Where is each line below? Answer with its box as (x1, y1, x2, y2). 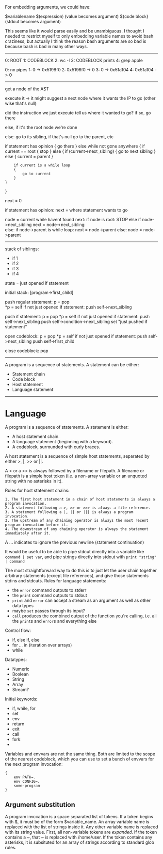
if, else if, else (12, 637, 40, 643)
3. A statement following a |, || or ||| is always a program (5, 509, 133, 515)
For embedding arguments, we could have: (5, 4, 91, 10)
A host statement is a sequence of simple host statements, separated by (5, 453, 150, 459)
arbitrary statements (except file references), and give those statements (5, 572, 149, 579)
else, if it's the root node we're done (5, 125, 78, 130)
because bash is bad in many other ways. (5, 44, 88, 49)
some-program (14, 783, 40, 788)
